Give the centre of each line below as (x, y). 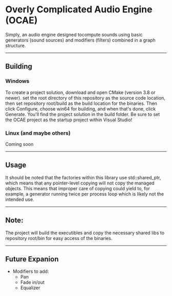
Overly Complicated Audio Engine (79, 10)
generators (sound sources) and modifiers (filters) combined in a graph (81, 40)
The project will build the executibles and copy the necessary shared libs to (85, 233)
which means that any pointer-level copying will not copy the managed (80, 183)
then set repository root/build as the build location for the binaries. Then (81, 103)
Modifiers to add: (31, 271)
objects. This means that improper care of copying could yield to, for (78, 188)
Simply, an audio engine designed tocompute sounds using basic (74, 34)
